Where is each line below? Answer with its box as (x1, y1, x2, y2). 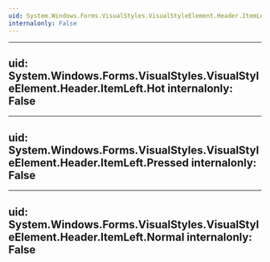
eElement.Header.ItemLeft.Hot (8, 81, 166, 95)
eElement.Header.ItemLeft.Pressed (8, 156, 189, 170)
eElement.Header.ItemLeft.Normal (8, 230, 185, 244)
